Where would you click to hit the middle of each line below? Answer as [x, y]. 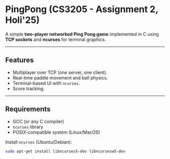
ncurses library [28, 127]
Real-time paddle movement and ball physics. [60, 77]
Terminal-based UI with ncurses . [46, 83]
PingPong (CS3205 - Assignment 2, [82, 9]
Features [19, 60]
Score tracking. [28, 88]
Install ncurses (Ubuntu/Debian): [39, 142]
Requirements [28, 109]
